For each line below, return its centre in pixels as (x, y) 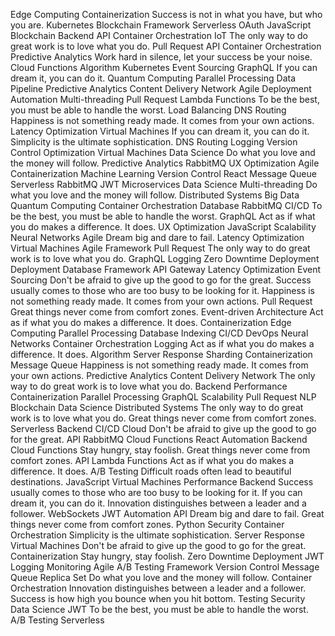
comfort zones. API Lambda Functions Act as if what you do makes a (152, 460)
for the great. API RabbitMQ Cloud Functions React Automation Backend (159, 439)
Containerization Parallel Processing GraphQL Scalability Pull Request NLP (163, 397)
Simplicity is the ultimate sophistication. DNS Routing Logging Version (154, 142)
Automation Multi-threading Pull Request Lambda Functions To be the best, (165, 99)
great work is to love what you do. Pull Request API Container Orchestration (166, 46)
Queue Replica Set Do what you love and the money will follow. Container (161, 577)
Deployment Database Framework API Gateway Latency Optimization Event (165, 269)
